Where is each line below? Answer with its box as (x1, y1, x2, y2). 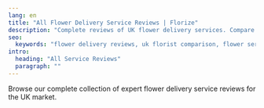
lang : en (8, 11, 37, 20)
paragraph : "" (15, 63, 61, 70)
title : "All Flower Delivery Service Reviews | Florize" (8, 19, 199, 27)
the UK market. (8, 92, 57, 102)
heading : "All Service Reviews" (15, 56, 122, 63)
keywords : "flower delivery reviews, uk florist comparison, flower (15, 41, 244, 49)
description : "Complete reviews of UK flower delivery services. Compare (8, 26, 255, 34)
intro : (8, 48, 30, 56)
